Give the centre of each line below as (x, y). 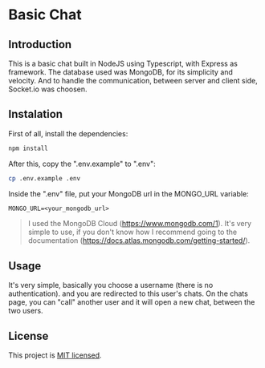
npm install (28, 148)
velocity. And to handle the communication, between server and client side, (133, 81)
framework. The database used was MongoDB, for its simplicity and (120, 72)
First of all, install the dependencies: (68, 133)
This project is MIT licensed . (55, 355)
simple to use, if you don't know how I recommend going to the (132, 232)
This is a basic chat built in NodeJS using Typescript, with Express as (123, 63)
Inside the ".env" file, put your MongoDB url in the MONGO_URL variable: (128, 193)
